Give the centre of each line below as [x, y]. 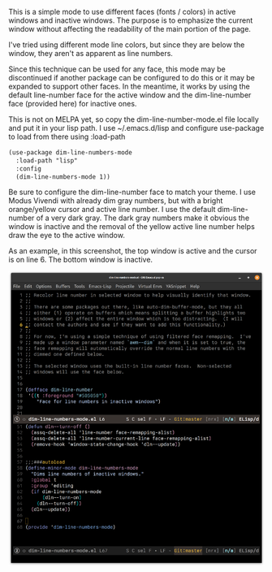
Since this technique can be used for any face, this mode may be [117, 69]
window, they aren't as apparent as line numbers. [91, 53]
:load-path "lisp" [47, 161]
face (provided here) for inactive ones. [73, 104]
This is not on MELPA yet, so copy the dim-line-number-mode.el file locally [134, 119]
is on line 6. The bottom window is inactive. [80, 260]
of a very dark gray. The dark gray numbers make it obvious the [143, 218]
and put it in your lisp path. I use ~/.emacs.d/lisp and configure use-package [136, 128]
